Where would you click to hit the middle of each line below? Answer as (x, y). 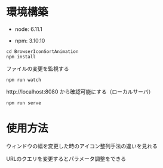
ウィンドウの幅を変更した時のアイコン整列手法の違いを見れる (82, 146)
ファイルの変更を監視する (38, 69)
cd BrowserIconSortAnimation (42, 51)
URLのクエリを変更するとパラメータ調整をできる (66, 158)
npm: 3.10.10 (30, 41)
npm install (21, 57)
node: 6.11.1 (29, 29)
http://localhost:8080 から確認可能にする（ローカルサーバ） (80, 91)
